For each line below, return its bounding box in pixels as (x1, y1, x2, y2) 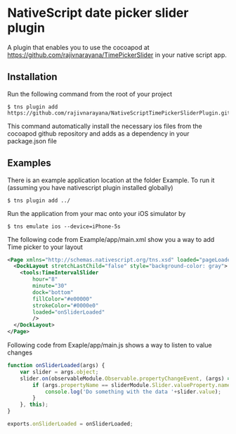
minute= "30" (32, 283, 68, 290)
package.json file (7, 136, 58, 145)
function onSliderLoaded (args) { (7, 362, 105, 369)
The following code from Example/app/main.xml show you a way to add (7, 235, 215, 243)
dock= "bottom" (32, 288, 74, 296)
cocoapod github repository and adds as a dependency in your (7, 129, 190, 138)
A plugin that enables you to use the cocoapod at (7, 43, 150, 51)
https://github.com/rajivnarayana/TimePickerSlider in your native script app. (7, 51, 227, 59)
